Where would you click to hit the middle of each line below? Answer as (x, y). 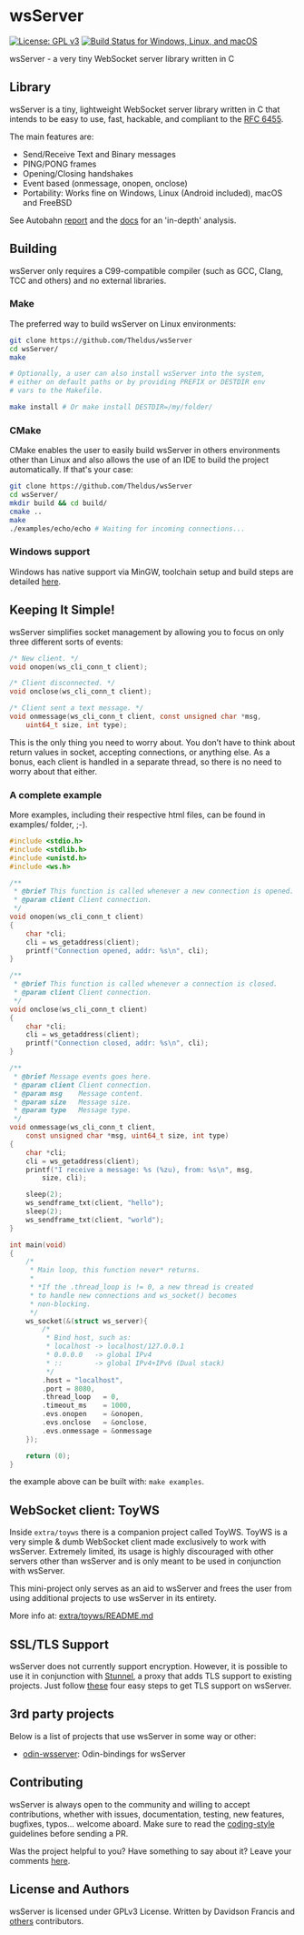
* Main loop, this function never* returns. (115, 1271)
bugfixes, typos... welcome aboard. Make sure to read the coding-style (142, 1824)
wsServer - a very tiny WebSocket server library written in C (122, 58)
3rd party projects (62, 1714)
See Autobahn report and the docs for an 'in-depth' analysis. (123, 220)
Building (33, 249)
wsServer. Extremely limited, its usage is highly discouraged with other (142, 1552)
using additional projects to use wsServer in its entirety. (113, 1598)
